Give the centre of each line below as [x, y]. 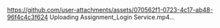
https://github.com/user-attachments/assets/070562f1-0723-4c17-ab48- [110, 10]
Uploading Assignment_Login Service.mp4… [112, 17]
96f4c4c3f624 [28, 17]
